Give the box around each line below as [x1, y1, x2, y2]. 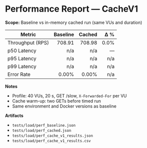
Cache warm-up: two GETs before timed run [12, 98, 101, 104]
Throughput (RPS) [7, 39, 49, 46]
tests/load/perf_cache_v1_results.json [12, 133, 93, 138]
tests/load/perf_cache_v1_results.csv [12, 138, 91, 143]
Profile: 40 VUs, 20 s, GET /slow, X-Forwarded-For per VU [12, 92, 127, 98]
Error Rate [7, 71, 31, 77]
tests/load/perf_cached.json [12, 128, 72, 133]
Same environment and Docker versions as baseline [12, 103, 117, 109]
